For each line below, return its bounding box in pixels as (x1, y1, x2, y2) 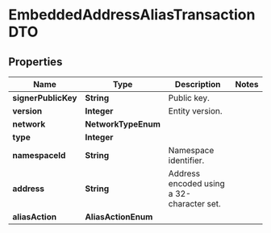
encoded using (168, 178, 226, 189)
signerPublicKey (12, 93, 77, 103)
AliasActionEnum (84, 211, 153, 223)
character (168, 198, 206, 209)
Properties (8, 55, 63, 69)
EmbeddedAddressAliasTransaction (8, 6, 256, 24)
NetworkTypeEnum (84, 119, 161, 130)
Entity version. (168, 106, 223, 116)
